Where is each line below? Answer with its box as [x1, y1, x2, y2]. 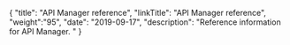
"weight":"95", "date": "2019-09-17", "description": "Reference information [9, 17, 281, 27]
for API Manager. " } [9, 26, 82, 36]
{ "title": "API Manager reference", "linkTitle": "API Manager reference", [9, 8, 267, 18]
